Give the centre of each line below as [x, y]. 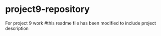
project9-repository [48, 9]
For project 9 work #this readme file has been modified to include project [81, 23]
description [17, 28]
